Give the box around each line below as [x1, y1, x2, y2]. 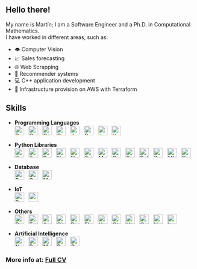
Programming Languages [14, 119, 80, 126]
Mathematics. [5, 27, 40, 34]
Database [14, 163, 40, 170]
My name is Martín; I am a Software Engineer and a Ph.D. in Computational [5, 20, 191, 28]
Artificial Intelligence [14, 230, 69, 237]
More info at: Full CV [5, 255, 67, 264]
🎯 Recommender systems [14, 70, 79, 77]
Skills [5, 103, 27, 113]
